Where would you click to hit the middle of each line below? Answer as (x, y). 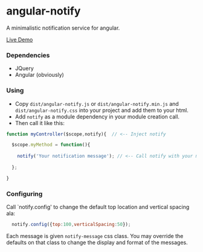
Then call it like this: (40, 123)
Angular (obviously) (40, 75)
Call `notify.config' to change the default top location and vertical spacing (98, 207)
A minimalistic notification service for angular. (63, 28)
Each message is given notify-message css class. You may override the (95, 236)
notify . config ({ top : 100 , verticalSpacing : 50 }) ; (71, 224)
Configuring (24, 193)
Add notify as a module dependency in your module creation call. (97, 117)
